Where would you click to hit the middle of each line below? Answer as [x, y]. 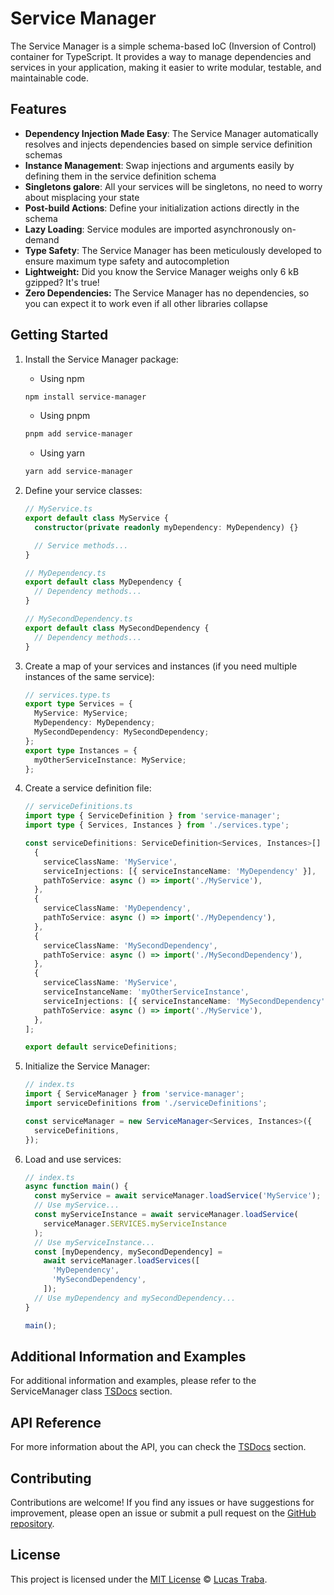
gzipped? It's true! [62, 282]
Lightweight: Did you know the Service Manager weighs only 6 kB [162, 271]
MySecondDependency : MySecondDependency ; [122, 732]
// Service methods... [81, 545]
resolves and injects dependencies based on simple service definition [168, 144]
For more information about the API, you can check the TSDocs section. [158, 1447]
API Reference [56, 1422]
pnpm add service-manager [78, 434]
